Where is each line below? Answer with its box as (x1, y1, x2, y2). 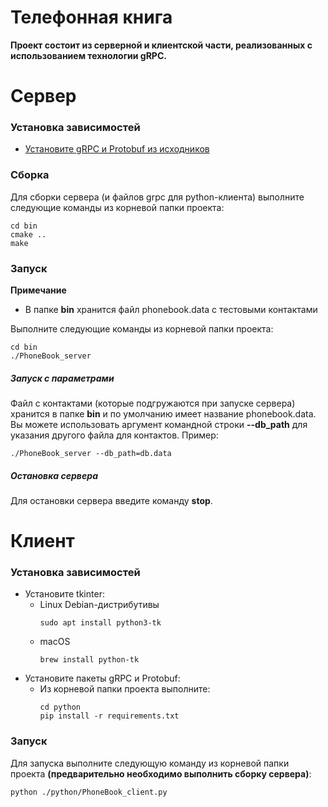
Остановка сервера (10, 469, 98, 481)
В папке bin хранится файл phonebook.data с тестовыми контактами (24, 304, 318, 316)
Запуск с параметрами (10, 372, 115, 384)
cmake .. (10, 229, 47, 240)
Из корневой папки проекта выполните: (39, 683, 211, 695)
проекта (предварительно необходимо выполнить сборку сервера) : (10, 767, 312, 780)
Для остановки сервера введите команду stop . (10, 494, 213, 506)
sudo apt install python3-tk (39, 618, 162, 628)
